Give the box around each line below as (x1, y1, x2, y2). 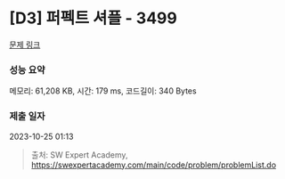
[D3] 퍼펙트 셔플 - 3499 (9, 8, 178, 28)
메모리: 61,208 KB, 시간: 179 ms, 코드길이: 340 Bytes (9, 85, 198, 96)
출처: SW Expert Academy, (30, 149, 128, 160)
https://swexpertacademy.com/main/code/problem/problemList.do (30, 159, 277, 170)
